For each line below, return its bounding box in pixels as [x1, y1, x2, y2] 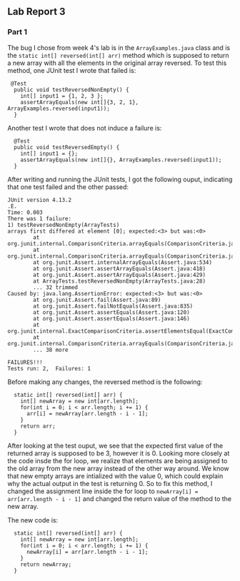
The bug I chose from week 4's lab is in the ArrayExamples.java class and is [7, 43, 231, 52]
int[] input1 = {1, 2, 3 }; [20, 92, 104, 99]
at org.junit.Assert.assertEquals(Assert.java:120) [33, 308, 191, 316]
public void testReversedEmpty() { [14, 143, 120, 151]
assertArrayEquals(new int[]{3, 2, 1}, [20, 98, 139, 106]
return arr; [20, 423, 56, 430]
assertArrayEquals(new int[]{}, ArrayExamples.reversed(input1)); [20, 156, 222, 163]
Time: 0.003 [7, 208, 43, 216]
